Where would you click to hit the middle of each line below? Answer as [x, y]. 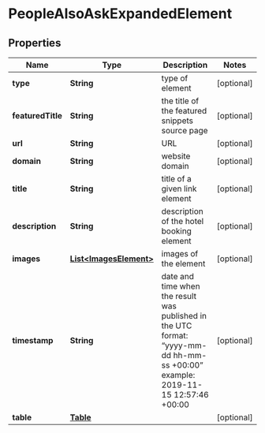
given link [179, 189]
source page [185, 131]
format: [175, 336]
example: [178, 375]
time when [181, 286]
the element [183, 263]
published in [184, 316]
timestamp [33, 340]
